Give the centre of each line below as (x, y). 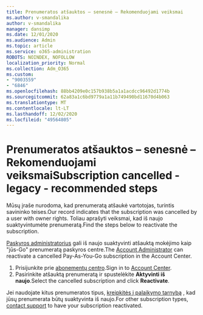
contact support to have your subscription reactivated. (74, 306)
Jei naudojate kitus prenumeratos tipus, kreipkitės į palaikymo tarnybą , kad (101, 292)
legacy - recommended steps (82, 189)
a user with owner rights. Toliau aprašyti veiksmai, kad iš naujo (84, 218)
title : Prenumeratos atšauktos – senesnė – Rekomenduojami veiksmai (95, 12)
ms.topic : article (29, 46)
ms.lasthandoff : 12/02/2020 (42, 114)
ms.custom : (20, 74)
